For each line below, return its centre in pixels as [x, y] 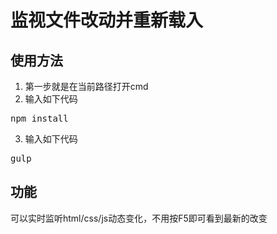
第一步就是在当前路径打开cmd [86, 86]
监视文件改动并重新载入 [107, 20]
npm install [39, 118]
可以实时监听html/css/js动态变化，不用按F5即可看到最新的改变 [139, 218]
